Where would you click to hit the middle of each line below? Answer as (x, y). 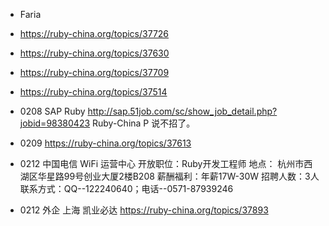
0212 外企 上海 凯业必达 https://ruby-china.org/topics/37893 (144, 210)
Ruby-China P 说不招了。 (144, 123)
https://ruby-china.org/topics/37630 (94, 53)
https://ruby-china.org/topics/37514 (93, 92)
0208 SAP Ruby (52, 111)
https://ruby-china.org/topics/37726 (94, 33)
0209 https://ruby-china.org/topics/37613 (105, 143)
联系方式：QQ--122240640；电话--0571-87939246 (126, 188)
